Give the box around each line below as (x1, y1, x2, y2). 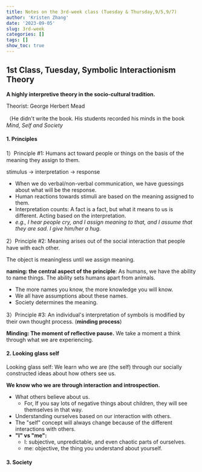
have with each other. (6, 244, 60, 251)
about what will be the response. (15, 186, 97, 194)
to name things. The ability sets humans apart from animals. (6, 274, 155, 281)
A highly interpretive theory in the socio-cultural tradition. (6, 90, 155, 97)
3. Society (6, 458, 33, 466)
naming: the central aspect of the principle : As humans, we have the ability (6, 267, 197, 275)
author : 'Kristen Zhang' (6, 15, 69, 21)
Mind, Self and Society (6, 122, 64, 129)
